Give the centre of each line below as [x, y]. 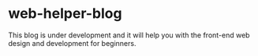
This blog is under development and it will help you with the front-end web [129, 35]
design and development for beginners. [72, 43]
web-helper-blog [65, 14]
